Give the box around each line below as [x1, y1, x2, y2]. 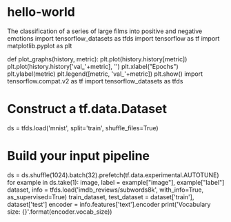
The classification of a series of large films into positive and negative [7, 27, 203, 35]
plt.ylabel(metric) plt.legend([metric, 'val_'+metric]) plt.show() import [7, 70, 203, 78]
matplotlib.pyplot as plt [7, 41, 72, 50]
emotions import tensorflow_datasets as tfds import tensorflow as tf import [7, 34, 220, 42]
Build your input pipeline [7, 148, 150, 164]
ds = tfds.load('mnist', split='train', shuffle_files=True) [7, 123, 159, 132]
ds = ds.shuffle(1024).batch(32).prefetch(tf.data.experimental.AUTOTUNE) [7, 170, 219, 179]
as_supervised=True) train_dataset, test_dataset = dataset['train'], [7, 192, 194, 201]
